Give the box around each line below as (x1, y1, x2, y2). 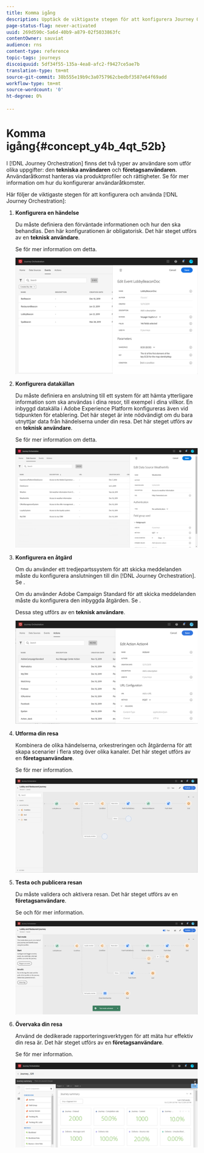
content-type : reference (6, 49, 69, 55)
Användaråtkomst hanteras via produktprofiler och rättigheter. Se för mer (6, 172, 189, 179)
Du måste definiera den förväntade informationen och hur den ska (15, 221, 181, 228)
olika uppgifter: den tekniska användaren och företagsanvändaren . (6, 166, 177, 173)
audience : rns (6, 42, 42, 48)
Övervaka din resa (15, 1020, 63, 1028)
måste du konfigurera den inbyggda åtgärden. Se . (15, 597, 141, 604)
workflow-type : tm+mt (6, 80, 61, 86)
